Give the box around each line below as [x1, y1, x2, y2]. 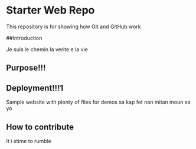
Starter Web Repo [6, 4, 95, 17]
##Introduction [6, 34, 43, 41]
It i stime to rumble [6, 137, 52, 144]
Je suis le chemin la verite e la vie [6, 45, 89, 53]
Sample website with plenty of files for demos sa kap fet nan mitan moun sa [6, 98, 191, 106]
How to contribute [6, 122, 74, 132]
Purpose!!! [6, 63, 46, 73]
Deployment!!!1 [6, 83, 64, 93]
